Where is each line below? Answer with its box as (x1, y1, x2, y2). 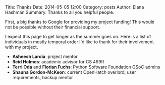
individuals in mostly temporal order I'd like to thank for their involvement (5, 39, 154, 45)
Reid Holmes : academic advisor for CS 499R (12, 59, 104, 64)
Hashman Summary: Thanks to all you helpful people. (5, 9, 114, 15)
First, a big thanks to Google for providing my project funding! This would (5, 19, 155, 25)
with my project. (5, 44, 38, 50)
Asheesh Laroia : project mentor (12, 54, 78, 59)
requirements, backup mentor (12, 75, 73, 80)
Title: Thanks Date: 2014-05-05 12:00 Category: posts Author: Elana (5, 4, 144, 10)
